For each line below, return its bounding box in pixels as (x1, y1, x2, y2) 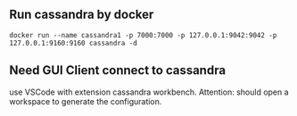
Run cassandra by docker (9, 7, 154, 22)
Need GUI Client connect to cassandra (9, 62, 226, 79)
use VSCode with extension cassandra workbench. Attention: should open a (9, 87, 289, 97)
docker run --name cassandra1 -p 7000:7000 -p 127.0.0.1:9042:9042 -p (9, 30, 277, 39)
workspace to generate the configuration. (9, 95, 162, 106)
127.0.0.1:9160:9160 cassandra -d (9, 38, 138, 47)
